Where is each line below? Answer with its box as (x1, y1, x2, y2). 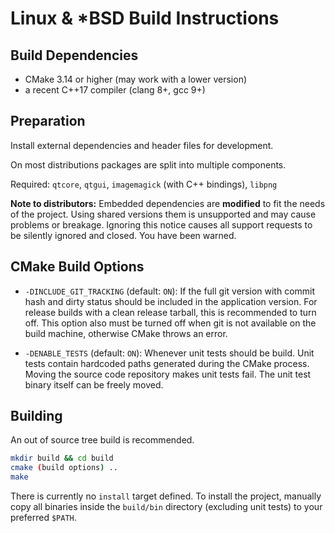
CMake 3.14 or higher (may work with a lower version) (24, 73, 248, 85)
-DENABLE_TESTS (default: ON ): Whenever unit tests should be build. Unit (24, 347, 315, 359)
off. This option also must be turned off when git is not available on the (24, 317, 317, 329)
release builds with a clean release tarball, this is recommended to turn (24, 306, 317, 318)
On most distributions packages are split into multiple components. (10, 158, 287, 171)
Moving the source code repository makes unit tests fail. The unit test (24, 368, 312, 380)
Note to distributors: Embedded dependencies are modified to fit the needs (10, 197, 326, 209)
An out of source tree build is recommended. (10, 434, 195, 446)
